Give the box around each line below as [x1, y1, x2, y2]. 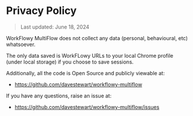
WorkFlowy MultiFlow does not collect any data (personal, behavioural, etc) [6, 34, 188, 41]
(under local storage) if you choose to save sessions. [6, 58, 134, 65]
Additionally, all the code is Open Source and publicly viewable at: [6, 69, 165, 76]
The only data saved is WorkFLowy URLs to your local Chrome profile [6, 52, 174, 59]
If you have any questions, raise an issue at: [6, 92, 112, 99]
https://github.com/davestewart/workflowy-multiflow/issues [14, 103, 160, 110]
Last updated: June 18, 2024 [20, 23, 89, 30]
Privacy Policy [6, 4, 77, 17]
